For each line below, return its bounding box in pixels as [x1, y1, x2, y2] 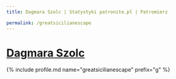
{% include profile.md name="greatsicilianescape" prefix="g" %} [6, 66, 170, 74]
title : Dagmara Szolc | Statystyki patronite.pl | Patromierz [6, 9, 168, 15]
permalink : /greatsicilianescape [6, 19, 92, 26]
